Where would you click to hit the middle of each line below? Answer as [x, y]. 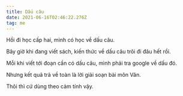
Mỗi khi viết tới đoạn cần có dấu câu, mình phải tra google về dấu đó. [91, 63]
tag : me [16, 23]
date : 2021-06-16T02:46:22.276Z [46, 17]
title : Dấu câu [25, 12]
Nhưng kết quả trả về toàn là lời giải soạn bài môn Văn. [73, 75]
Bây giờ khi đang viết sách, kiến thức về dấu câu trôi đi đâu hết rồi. [88, 52]
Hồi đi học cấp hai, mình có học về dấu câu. [61, 40]
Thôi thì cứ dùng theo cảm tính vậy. [50, 86]
